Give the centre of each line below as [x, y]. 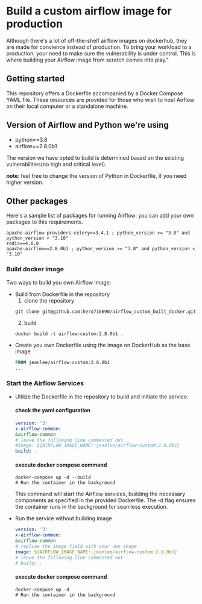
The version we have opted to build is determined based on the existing [95, 157]
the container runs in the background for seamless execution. [91, 507]
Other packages [37, 201]
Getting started [36, 79]
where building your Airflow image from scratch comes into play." [87, 60]
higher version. [25, 182]
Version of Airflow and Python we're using [87, 125]
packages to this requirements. [45, 222]
